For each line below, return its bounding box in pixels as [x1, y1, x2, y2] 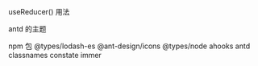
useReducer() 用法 [8, 7, 70, 16]
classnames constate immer [8, 51, 102, 60]
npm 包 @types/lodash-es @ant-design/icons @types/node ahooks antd [8, 41, 251, 51]
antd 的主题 [8, 24, 47, 34]
